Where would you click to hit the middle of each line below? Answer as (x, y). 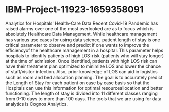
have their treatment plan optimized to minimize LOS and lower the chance (83, 66)
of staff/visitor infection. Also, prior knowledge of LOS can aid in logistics (82, 71)
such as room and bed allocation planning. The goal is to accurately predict (84, 77)
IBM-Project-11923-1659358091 (74, 9)
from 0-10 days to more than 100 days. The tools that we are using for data (83, 99)
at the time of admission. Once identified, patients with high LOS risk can (81, 61)
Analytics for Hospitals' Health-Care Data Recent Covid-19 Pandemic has (82, 23)
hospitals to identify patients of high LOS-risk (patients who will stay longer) (84, 55)
